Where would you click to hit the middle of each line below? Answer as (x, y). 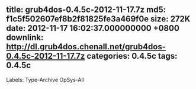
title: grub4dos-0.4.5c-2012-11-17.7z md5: (86, 10)
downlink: (25, 38)
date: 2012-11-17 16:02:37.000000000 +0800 (93, 28)
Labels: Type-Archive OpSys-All (45, 80)
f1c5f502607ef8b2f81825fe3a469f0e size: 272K (98, 19)
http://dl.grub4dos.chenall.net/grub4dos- (86, 47)
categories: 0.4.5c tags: (132, 56)
